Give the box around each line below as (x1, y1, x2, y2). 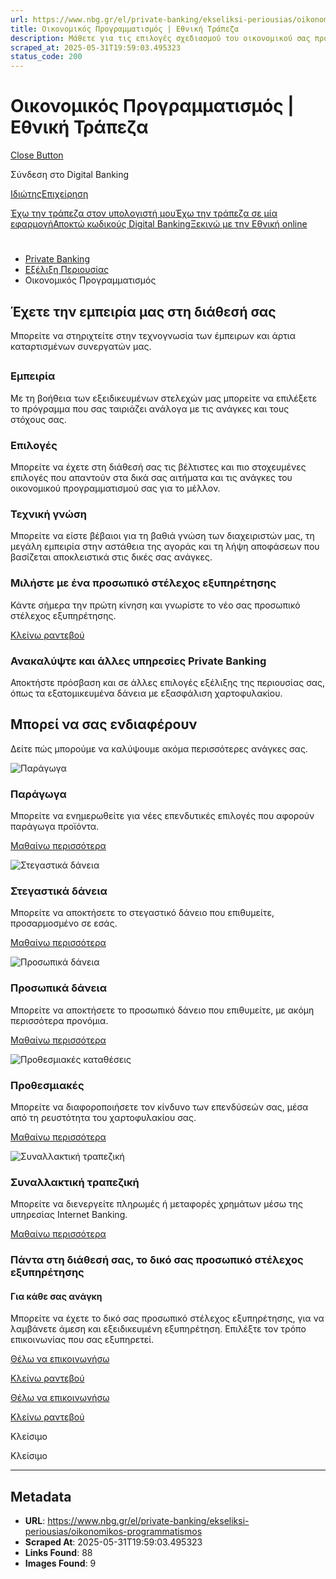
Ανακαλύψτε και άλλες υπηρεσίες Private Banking (10, 654, 267, 668)
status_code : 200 (10, 52, 83, 62)
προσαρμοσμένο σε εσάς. (10, 917, 118, 930)
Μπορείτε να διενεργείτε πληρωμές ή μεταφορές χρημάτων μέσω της (10, 1198, 303, 1210)
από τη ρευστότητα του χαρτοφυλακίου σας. (10, 1112, 197, 1124)
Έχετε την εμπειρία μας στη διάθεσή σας (10, 303, 277, 320)
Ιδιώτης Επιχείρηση (10, 188, 89, 200)
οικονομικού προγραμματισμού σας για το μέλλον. (10, 482, 221, 495)
